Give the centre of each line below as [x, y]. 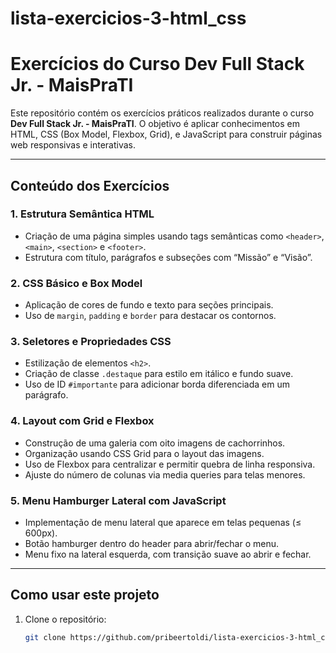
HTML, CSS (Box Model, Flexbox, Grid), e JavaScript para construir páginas [166, 134]
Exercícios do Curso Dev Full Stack [157, 64]
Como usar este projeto [85, 595]
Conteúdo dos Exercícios [90, 185]
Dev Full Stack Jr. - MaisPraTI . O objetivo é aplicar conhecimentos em [155, 124]
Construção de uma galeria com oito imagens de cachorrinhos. [155, 443]
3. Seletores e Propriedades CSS [91, 342]
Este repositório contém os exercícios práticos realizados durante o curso [162, 113]
